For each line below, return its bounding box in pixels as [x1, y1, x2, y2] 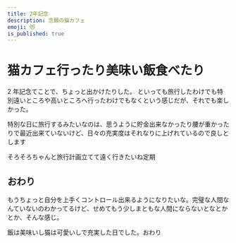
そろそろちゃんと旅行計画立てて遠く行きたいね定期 [7, 153, 156, 161]
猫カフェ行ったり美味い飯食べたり [7, 63, 206, 78]
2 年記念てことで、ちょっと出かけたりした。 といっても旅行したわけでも [7, 88, 218, 96]
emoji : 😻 [7, 23, 35, 30]
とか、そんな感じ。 [7, 213, 63, 221]
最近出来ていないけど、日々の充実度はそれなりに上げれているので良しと [19, 129, 229, 138]
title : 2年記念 [7, 10, 49, 18]
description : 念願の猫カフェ [7, 17, 86, 24]
